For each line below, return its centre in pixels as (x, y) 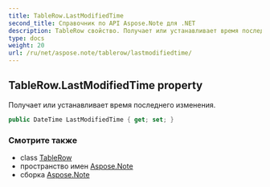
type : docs (27, 38)
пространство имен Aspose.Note (77, 166)
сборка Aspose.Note (55, 174)
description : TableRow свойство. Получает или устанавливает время (124, 30)
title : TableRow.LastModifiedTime (66, 16)
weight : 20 (27, 46)
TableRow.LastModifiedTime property (106, 85)
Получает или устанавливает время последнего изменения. (112, 104)
